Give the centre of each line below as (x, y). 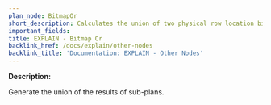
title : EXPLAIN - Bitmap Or (56, 38)
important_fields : (39, 31)
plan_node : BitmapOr (43, 16)
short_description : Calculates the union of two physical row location (131, 23)
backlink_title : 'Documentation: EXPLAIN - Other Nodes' (106, 53)
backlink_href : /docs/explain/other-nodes (81, 46)
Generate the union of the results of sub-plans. (86, 92)
